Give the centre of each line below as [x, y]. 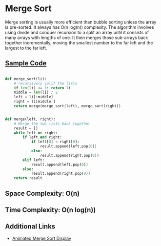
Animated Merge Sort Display [42, 238]
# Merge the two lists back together [52, 123]
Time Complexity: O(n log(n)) [50, 210]
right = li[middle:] [35, 102]
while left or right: [36, 133]
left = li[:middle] [34, 97]
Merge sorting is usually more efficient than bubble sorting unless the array [81, 22]
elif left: [34, 160]
